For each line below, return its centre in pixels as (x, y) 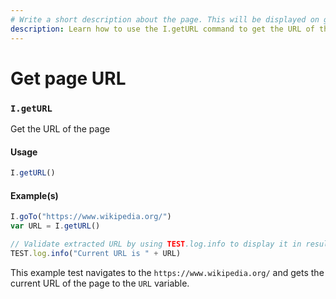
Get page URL (68, 78)
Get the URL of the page (60, 128)
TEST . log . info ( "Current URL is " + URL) (96, 253)
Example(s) (34, 195)
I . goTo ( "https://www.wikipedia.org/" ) (91, 217)
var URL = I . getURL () (55, 226)
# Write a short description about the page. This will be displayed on (165, 19)
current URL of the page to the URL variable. (100, 283)
